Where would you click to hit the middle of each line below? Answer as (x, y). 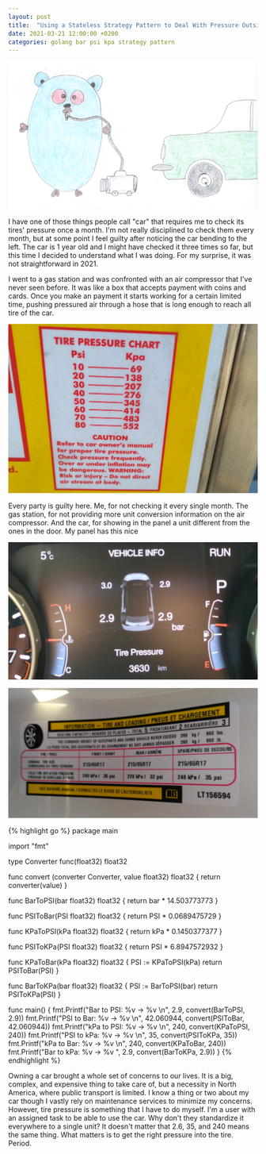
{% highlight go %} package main (63, 830)
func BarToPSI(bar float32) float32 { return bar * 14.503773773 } (113, 900)
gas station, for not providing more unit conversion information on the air (127, 514)
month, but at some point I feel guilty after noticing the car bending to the (128, 238)
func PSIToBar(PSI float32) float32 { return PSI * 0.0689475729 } (115, 916)
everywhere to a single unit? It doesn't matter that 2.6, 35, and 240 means (129, 1126)
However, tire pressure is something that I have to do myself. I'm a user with (132, 1109)
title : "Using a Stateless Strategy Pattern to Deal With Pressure (123, 25)
